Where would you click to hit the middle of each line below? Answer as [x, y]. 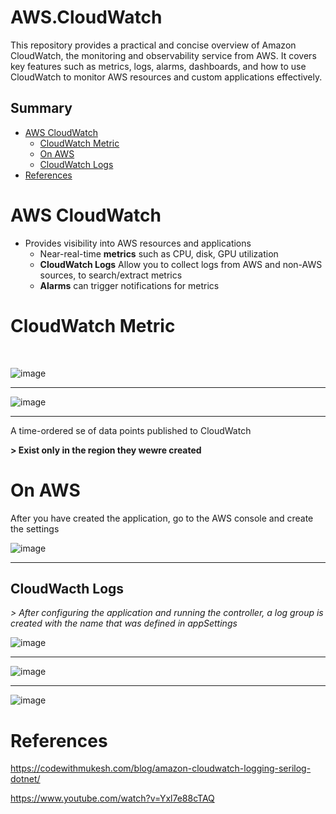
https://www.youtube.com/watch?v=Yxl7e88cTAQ [112, 798]
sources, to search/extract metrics [111, 275]
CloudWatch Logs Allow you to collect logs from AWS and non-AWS [181, 264]
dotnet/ [25, 779]
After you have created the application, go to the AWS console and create [162, 518]
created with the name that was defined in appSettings [124, 623]
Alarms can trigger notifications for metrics [129, 285]
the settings [35, 528]
